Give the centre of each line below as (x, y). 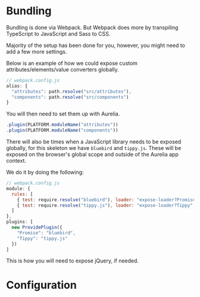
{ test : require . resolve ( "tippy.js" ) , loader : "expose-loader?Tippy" (105, 205)
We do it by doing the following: (45, 172)
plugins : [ (20, 222)
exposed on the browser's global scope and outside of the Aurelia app (92, 154)
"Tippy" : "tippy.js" (42, 238)
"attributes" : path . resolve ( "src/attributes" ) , (72, 91)
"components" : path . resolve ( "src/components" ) (70, 97)
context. (16, 161)
